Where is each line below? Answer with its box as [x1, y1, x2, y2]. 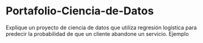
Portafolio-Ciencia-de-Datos [5, 4, 154, 18]
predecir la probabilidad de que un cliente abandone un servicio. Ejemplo [5, 30, 189, 37]
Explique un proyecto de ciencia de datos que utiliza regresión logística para [5, 24, 197, 31]
